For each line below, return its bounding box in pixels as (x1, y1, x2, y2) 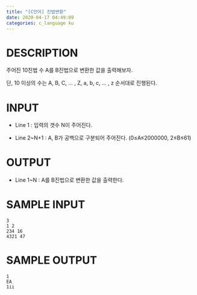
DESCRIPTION (6, 46, 78, 60)
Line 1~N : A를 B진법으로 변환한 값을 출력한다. (14, 176, 124, 184)
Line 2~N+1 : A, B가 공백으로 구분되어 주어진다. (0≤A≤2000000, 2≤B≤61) (14, 134, 192, 141)
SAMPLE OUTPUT (6, 253, 98, 267)
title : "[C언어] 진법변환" (6, 8, 66, 15)
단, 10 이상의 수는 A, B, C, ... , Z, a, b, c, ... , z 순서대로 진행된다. (6, 79, 158, 87)
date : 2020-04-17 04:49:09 (6, 14, 74, 20)
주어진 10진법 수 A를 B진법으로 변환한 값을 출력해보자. (6, 67, 133, 74)
